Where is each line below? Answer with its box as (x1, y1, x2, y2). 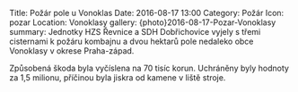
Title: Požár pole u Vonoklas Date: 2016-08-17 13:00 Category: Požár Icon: (9, 8, 285, 18)
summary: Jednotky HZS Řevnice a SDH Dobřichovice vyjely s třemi (9, 27, 261, 37)
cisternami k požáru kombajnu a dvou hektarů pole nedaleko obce (9, 36, 254, 46)
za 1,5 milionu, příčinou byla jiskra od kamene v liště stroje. (9, 72, 226, 83)
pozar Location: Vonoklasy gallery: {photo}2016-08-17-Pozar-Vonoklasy (9, 17, 276, 28)
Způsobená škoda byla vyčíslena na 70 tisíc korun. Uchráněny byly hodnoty (9, 63, 290, 73)
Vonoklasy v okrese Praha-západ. (9, 46, 135, 56)
